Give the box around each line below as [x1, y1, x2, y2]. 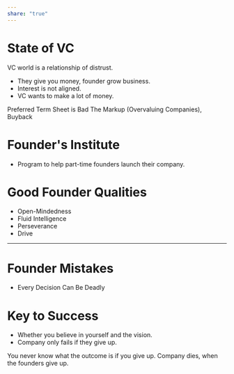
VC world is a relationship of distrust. [7, 63, 114, 72]
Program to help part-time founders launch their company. [17, 159, 185, 168]
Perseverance [17, 222, 58, 231]
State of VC [7, 40, 75, 56]
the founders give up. [7, 359, 69, 368]
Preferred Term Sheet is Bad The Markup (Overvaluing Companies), [7, 105, 202, 114]
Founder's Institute [7, 137, 120, 153]
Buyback [7, 112, 33, 120]
